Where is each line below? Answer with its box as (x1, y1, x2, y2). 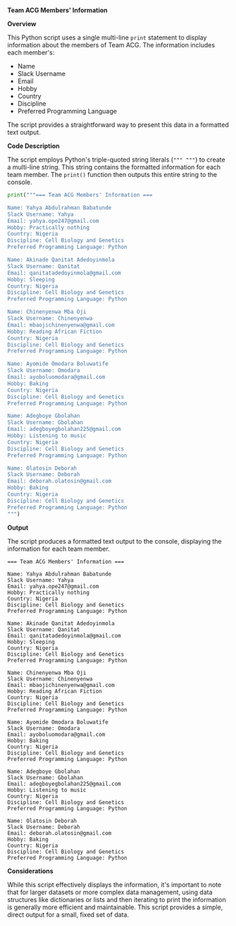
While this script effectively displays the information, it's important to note (7, 880, 222, 889)
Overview (7, 20, 37, 28)
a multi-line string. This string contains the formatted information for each (7, 163, 221, 171)
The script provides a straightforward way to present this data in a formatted (7, 121, 229, 129)
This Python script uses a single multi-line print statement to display (7, 33, 207, 42)
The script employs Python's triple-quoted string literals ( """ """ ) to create (7, 155, 225, 164)
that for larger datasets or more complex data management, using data (7, 888, 213, 896)
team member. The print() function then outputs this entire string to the (7, 171, 217, 178)
